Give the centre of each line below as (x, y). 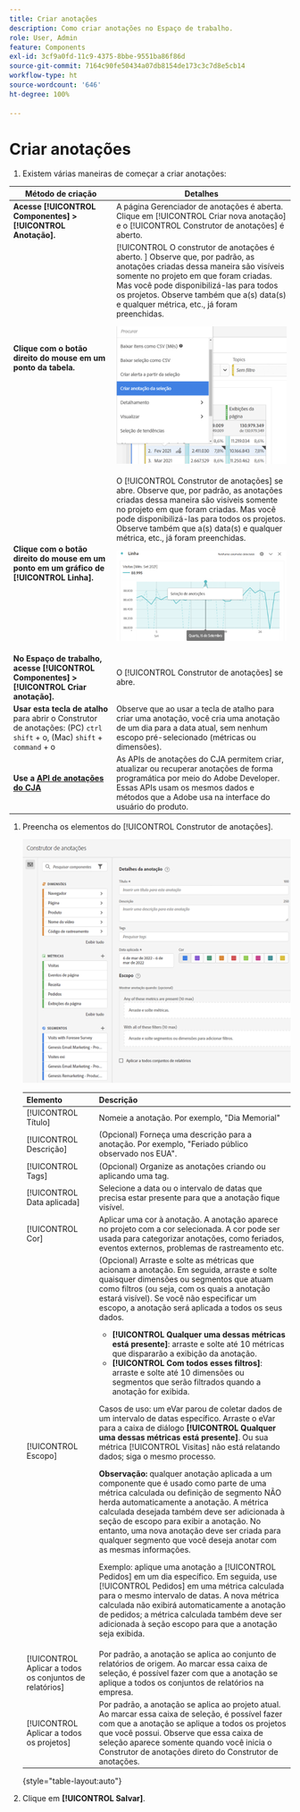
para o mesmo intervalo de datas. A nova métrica (189, 1596)
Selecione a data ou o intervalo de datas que (180, 1188)
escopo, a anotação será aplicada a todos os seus (191, 1308)
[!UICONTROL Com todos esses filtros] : (187, 1363)
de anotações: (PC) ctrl (58, 728)
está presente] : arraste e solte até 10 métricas (198, 1344)
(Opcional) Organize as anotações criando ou (182, 1166)
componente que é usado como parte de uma (183, 1483)
